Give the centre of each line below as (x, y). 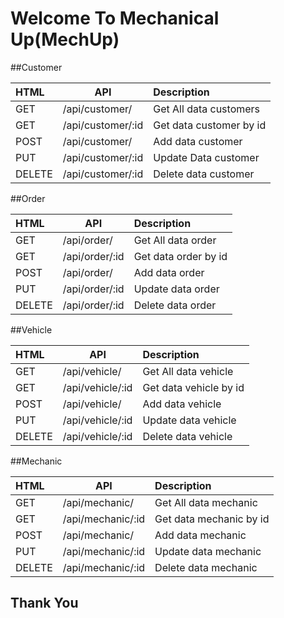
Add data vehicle (182, 404)
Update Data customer (206, 157)
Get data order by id (180, 256)
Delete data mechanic (206, 567)
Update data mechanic (208, 551)
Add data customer (198, 141)
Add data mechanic (200, 535)
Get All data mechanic (206, 502)
